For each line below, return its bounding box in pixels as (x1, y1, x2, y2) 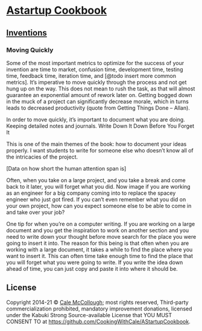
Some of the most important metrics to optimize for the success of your (6, 59, 185, 66)
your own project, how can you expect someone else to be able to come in (6, 202, 192, 209)
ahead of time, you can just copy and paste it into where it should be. (6, 265, 178, 272)
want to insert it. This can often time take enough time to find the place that (6, 252, 194, 259)
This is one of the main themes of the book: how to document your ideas (6, 140, 187, 148)
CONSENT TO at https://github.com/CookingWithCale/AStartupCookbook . (6, 318, 191, 325)
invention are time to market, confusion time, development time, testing (6, 66, 183, 73)
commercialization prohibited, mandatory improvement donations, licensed (6, 305, 192, 312)
